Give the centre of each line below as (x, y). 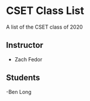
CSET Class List (45, 11)
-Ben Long (19, 92)
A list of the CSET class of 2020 (44, 27)
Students (23, 78)
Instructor (25, 45)
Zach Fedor (28, 59)
